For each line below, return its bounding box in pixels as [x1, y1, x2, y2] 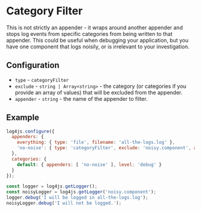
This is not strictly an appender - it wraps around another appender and [6, 24, 183, 31]
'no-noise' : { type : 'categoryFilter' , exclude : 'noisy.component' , [17, 145, 191, 151]
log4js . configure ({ [6, 128, 55, 134]
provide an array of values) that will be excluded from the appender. [14, 88, 182, 96]
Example [6, 112, 39, 123]
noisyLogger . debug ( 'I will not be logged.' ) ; [6, 200, 121, 207]
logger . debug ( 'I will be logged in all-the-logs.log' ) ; [6, 195, 148, 201]
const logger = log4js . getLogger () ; [6, 183, 98, 189]
